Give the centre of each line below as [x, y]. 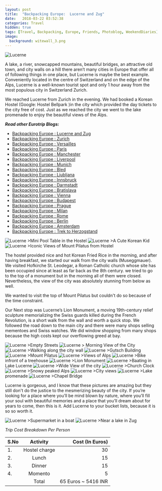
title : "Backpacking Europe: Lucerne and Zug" [55, 14]
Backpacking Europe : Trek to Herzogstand [55, 231]
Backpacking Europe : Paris [39, 149]
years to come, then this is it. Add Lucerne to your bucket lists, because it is [80, 406]
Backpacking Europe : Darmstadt [45, 185]
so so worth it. [19, 411]
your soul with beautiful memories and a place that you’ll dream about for [78, 400]
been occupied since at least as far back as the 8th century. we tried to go [79, 270]
